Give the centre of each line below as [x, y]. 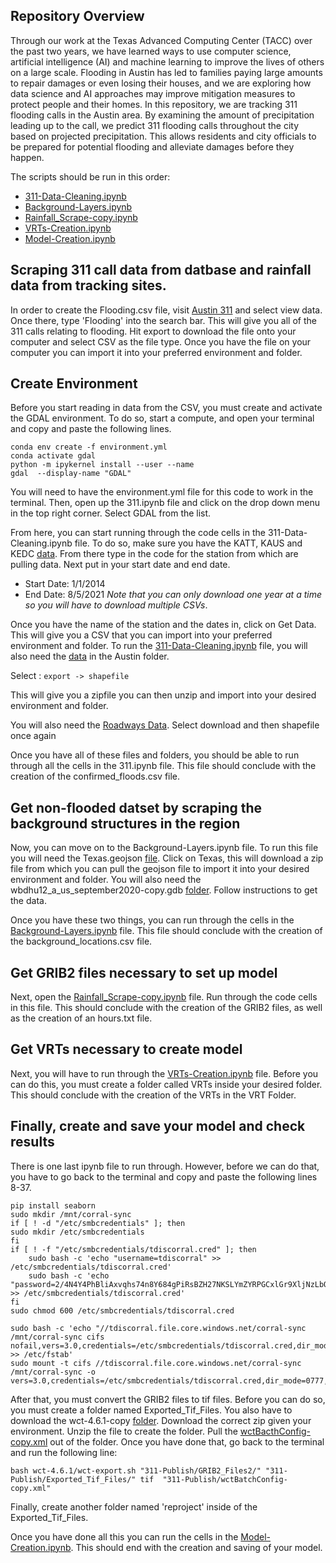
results [32, 1142]
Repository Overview [77, 16]
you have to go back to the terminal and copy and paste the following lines [164, 1176]
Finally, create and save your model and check [158, 1126]
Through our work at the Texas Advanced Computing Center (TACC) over [161, 40]
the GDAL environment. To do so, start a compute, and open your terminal [162, 418]
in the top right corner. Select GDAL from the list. [111, 513]
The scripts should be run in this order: [90, 176]
